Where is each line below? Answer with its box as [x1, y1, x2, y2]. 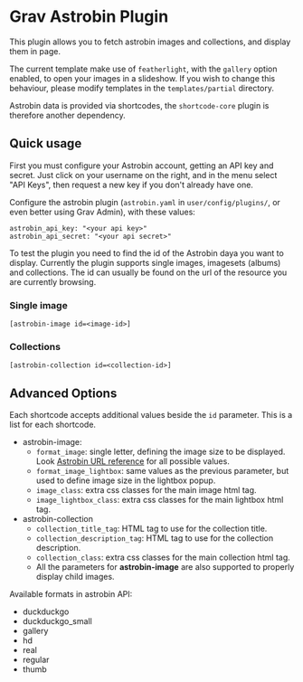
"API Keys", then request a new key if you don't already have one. [9, 179, 253, 190]
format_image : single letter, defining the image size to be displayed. [35, 446, 286, 458]
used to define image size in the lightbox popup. [35, 475, 216, 486]
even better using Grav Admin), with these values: [9, 206, 196, 217]
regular [22, 654, 50, 666]
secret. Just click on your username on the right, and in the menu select [9, 169, 278, 180]
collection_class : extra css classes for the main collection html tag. [35, 552, 291, 563]
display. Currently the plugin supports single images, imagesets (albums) [9, 257, 281, 268]
